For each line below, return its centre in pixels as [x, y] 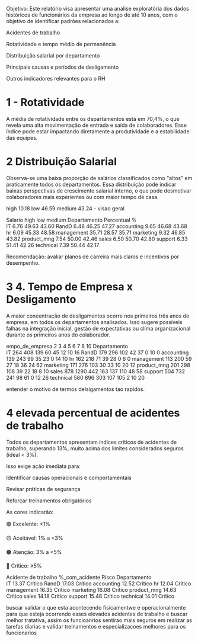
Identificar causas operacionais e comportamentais [69, 477]
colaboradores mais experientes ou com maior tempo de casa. [82, 197]
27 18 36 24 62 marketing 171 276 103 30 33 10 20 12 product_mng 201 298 [98, 365]
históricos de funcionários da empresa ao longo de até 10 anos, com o [92, 15]
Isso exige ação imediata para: [44, 466]
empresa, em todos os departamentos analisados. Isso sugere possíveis [94, 322]
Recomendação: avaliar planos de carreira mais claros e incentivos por [93, 257]
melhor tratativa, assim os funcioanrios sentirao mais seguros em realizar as [99, 620]
